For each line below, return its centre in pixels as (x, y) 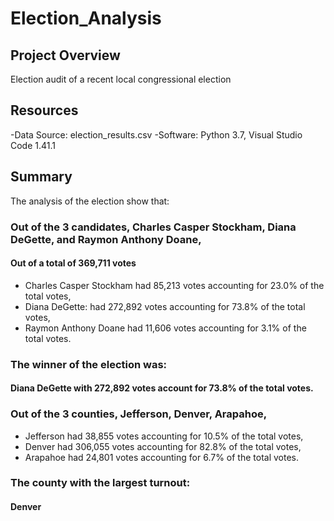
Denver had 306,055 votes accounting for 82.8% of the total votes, (163, 446)
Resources (44, 110)
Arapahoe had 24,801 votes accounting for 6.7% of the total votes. (161, 457)
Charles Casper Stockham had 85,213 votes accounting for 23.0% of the (174, 285)
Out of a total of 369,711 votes (73, 263)
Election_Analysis (86, 18)
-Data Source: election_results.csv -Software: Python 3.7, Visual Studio (156, 134)
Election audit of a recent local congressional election (121, 79)
